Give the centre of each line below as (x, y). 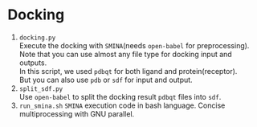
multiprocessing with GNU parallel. (77, 113)
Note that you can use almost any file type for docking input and (125, 54)
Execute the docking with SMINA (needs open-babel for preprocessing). (134, 45)
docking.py (37, 38)
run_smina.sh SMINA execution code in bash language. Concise (122, 105)
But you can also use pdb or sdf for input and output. (106, 80)
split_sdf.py (41, 89)
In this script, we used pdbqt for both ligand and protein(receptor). (128, 71)
